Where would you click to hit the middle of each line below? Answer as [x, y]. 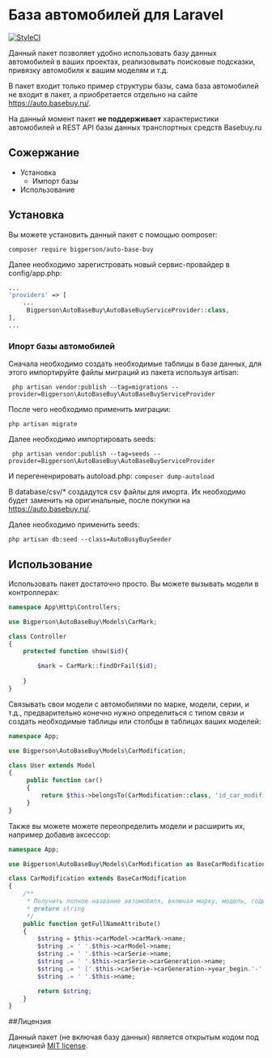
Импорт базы [55, 181]
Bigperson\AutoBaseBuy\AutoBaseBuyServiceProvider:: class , [128, 310]
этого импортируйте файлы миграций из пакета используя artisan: [123, 372]
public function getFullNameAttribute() [92, 924]
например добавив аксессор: [59, 835]
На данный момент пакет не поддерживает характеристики [114, 118]
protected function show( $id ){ [76, 652]
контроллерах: [34, 592]
